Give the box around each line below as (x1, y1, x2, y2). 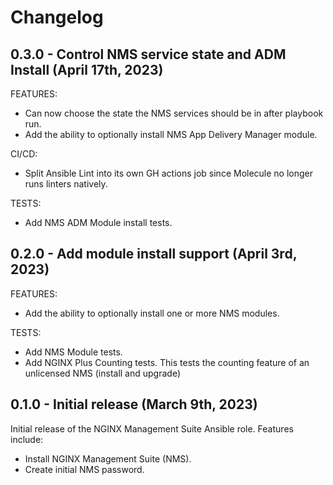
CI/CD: (10, 148, 38, 160)
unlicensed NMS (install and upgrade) (24, 367, 182, 379)
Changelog (10, 6, 104, 29)
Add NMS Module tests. (24, 346, 123, 358)
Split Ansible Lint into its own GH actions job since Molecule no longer (24, 167, 314, 179)
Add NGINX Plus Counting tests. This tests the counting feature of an (24, 356, 310, 368)
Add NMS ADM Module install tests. (24, 217, 173, 228)
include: (10, 433, 44, 445)
